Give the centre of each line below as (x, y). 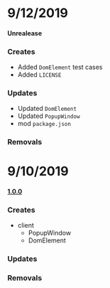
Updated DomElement (47, 109)
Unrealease (25, 33)
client (26, 225)
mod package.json (44, 124)
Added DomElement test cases (60, 67)
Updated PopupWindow (49, 116)
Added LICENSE (39, 75)
